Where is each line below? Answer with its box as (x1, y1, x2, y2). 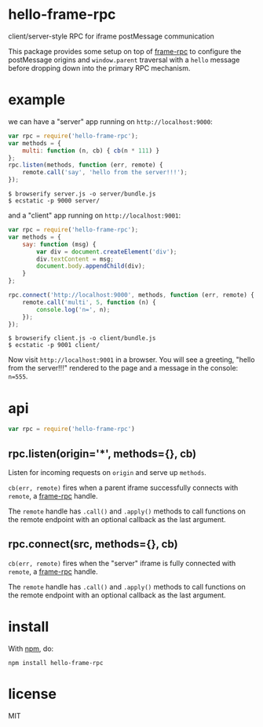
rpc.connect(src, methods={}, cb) (8, 538, 178, 551)
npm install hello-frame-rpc (8, 659, 104, 667)
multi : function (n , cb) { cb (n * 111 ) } (22, 147, 159, 155)
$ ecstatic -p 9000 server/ (8, 197, 100, 205)
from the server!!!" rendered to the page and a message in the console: (8, 363, 239, 373)
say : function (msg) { (22, 240, 97, 248)
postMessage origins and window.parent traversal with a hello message (8, 55, 240, 64)
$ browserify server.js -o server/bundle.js (8, 190, 156, 198)
